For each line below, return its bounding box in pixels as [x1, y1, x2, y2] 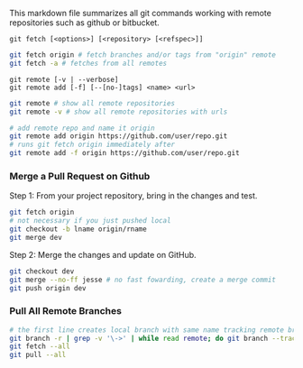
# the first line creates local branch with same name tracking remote [9, 325, 284, 335]
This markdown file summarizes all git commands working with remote [9, 8, 272, 18]
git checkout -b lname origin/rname [9, 225, 147, 234]
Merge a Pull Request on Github [9, 170, 151, 182]
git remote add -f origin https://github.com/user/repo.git [9, 149, 241, 158]
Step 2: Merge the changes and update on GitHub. [9, 249, 197, 260]
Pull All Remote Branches [9, 305, 122, 317]
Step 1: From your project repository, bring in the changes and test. [9, 190, 258, 201]
